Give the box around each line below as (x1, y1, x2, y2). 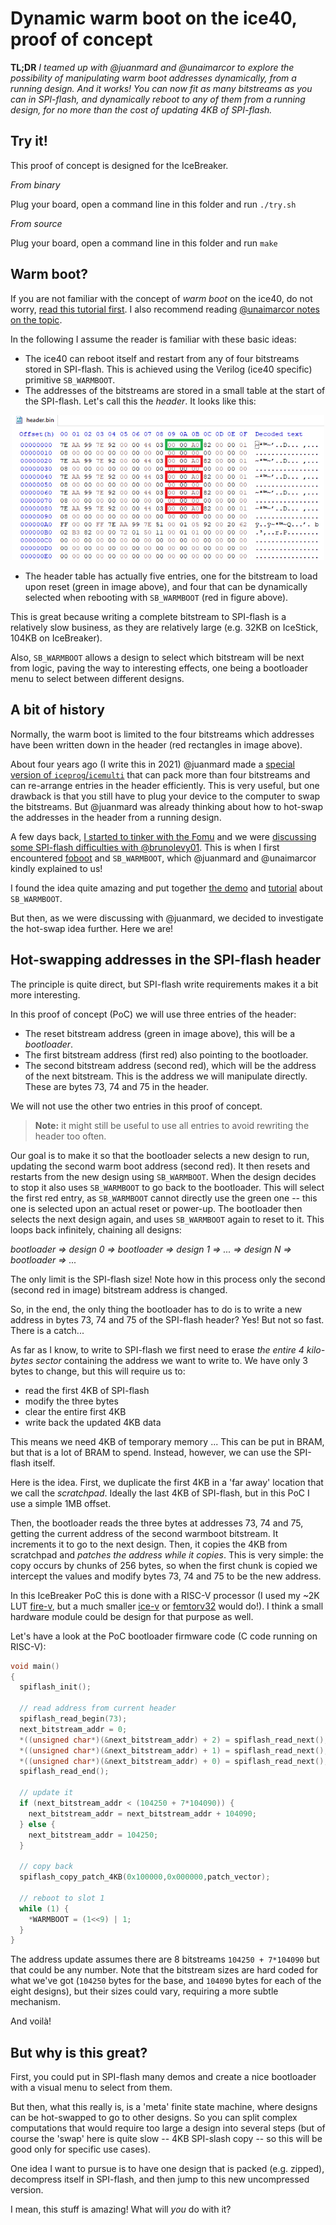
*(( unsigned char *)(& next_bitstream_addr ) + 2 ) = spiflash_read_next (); (19, 1735, 329, 1745)
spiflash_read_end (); (19, 1767, 110, 1777)
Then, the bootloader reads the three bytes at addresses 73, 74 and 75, (10, 1517, 304, 1529)
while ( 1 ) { (19, 1903, 70, 1914)
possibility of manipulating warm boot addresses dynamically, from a (10, 72, 297, 84)
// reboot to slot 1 (19, 1893, 105, 1903)
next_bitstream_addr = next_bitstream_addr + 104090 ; (28, 1808, 257, 1819)
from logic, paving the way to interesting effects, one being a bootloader (10, 662, 308, 674)
